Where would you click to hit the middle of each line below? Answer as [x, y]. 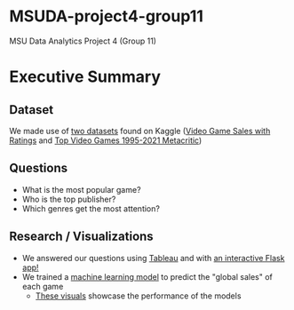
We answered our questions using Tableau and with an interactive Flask [153, 258]
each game [43, 286]
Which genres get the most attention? [91, 208]
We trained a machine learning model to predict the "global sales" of [147, 276]
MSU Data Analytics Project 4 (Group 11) [83, 41]
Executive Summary [85, 77]
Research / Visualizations [81, 237]
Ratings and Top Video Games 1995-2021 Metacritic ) [106, 140]
